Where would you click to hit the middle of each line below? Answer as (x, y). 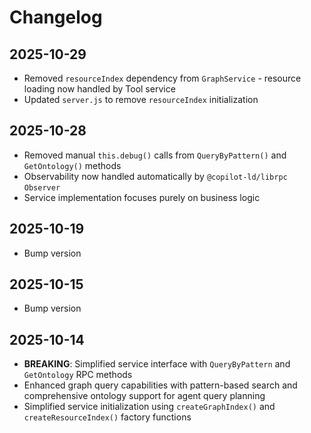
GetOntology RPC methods (78, 375)
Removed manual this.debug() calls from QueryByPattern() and (155, 155)
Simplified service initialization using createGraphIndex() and (149, 407)
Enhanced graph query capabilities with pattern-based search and (160, 385)
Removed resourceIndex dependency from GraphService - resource (162, 78)
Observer (42, 187)
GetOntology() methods (72, 165)
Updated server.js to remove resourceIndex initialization (141, 99)
